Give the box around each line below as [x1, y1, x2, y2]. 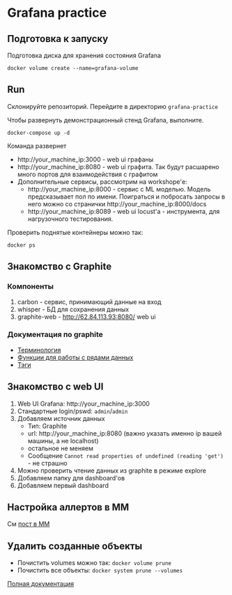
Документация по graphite [7, 330, 103, 340]
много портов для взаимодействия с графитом [17, 170, 158, 178]
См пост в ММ [7, 519, 50, 529]
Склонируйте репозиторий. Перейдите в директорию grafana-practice [7, 102, 218, 110]
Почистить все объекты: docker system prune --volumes [17, 566, 183, 575]
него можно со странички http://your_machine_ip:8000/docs [27, 199, 207, 208]
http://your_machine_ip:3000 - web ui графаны [17, 155, 154, 164]
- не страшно [27, 459, 68, 467]
